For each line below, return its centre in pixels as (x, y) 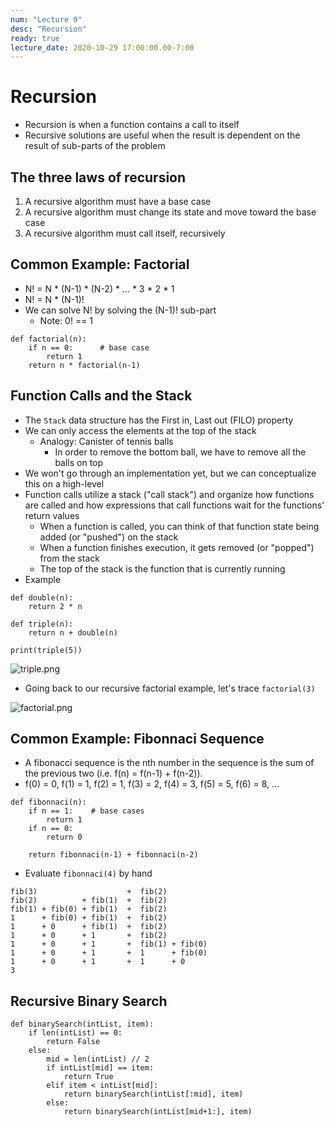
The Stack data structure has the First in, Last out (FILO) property (159, 420)
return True (88, 1077)
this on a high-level (64, 483)
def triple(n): (42, 624)
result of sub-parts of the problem (95, 146)
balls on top (79, 462)
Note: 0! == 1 (66, 320)
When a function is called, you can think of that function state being (179, 526)
